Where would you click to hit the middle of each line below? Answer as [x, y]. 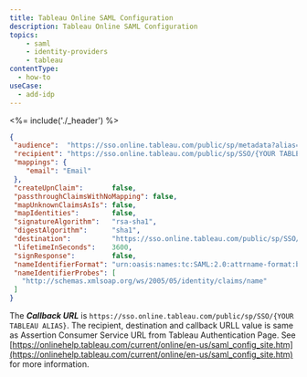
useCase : [26, 86]
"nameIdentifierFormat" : [60, 264]
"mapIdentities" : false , [75, 214]
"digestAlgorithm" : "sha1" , [77, 230]
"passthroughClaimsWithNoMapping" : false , [95, 196]
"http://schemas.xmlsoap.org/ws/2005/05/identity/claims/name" [144, 281]
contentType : [34, 69]
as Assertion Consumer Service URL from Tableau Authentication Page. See [153, 335]
